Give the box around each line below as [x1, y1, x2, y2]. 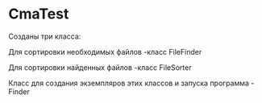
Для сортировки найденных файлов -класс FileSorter [8, 62, 192, 72]
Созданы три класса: [8, 31, 81, 41]
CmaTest [8, 5, 69, 23]
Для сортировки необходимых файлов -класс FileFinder [8, 47, 202, 56]
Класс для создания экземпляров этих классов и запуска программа [8, 78, 250, 88]
